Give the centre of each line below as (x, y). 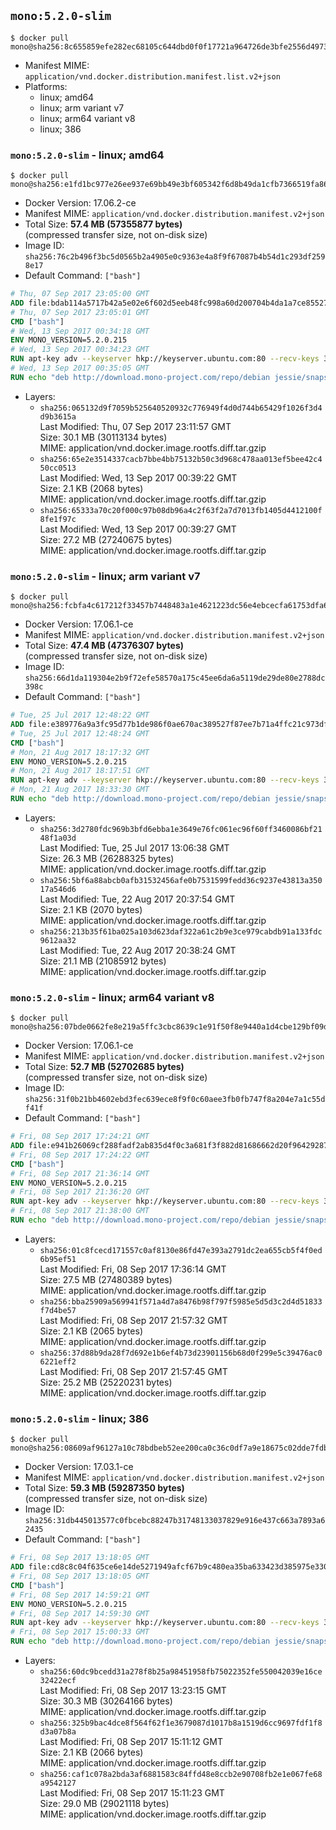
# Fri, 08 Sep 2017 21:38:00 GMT (80, 1211)
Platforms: (46, 86)
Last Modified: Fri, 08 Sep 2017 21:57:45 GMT (133, 1371)
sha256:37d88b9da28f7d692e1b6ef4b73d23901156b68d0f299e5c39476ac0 (181, 1353)
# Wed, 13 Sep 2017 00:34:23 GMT (80, 350)
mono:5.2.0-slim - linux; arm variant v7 (105, 576)
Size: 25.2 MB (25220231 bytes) (106, 1382)
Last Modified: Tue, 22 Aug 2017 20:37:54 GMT (137, 899)
